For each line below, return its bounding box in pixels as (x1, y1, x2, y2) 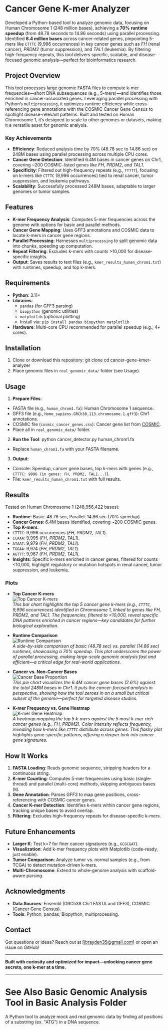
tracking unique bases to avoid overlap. (12, 807, 94, 813)
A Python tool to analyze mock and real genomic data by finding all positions (5, 1013, 163, 1019)
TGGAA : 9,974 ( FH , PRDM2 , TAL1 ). (12, 546, 79, 552)
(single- (135, 775, 152, 782)
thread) (12, 781, 28, 787)
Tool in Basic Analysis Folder (5, 997, 127, 1008)
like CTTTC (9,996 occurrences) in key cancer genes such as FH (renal (16, 41, 160, 47)
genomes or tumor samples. (12, 188, 71, 194)
